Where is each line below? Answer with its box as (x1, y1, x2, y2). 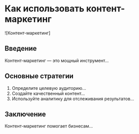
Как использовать (4, 3, 85, 14)
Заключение (4, 110, 46, 118)
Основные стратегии (4, 72, 74, 80)
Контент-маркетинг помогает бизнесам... (4, 123, 93, 129)
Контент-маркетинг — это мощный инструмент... (4, 58, 109, 64)
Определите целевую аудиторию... (11, 85, 86, 91)
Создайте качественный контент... (11, 90, 85, 96)
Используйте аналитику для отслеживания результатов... (11, 95, 135, 102)
